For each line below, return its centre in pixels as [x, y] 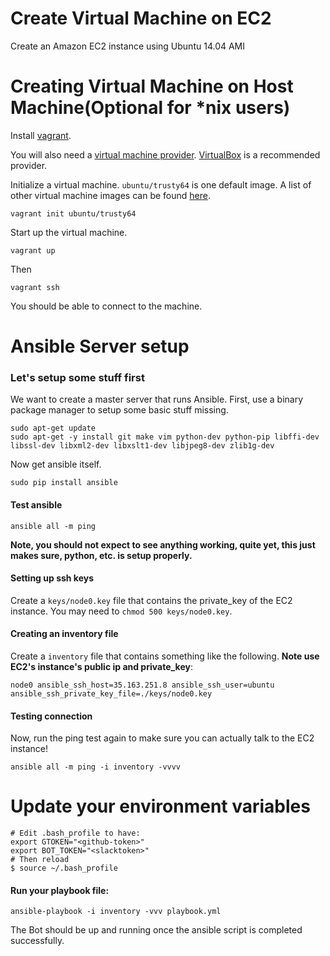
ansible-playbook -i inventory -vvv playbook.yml [116, 912]
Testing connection [51, 716]
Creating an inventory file [64, 634]
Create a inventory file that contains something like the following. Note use [165, 656]
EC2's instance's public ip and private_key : [101, 666]
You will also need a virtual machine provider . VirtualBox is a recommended [165, 154]
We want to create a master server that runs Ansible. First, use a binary [157, 399]
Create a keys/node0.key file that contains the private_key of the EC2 [151, 600]
